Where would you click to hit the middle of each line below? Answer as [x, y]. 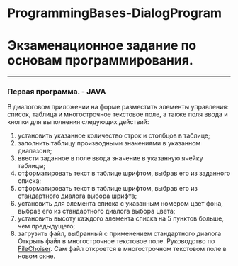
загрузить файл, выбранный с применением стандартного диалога [119, 234]
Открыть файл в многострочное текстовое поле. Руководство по [116, 241]
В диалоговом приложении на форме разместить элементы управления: [118, 107]
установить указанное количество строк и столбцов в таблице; [114, 135]
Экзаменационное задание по [102, 46]
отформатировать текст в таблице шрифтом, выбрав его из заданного [124, 173]
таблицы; [32, 166]
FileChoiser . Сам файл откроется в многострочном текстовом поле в [122, 249]
